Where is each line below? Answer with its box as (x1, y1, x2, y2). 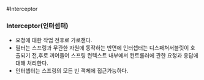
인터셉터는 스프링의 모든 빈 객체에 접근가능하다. (15, 67, 129, 75)
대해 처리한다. (15, 59, 49, 67)
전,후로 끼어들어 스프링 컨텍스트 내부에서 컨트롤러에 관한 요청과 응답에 (31, 52, 199, 59)
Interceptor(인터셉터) (6, 21, 69, 30)
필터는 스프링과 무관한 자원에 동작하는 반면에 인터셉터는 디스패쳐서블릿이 (15, 44, 189, 51)
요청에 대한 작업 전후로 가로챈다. (15, 37, 93, 44)
